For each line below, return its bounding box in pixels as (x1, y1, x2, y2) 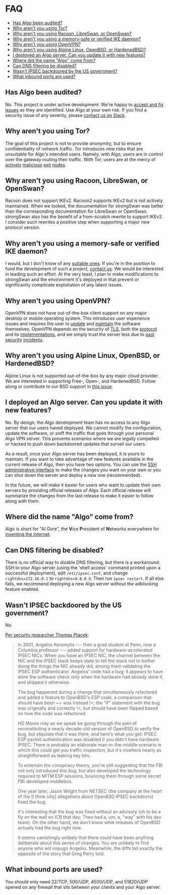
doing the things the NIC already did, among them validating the (17, 663, 151, 669)
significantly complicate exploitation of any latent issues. (5, 282, 123, 288)
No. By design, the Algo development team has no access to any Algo (5, 419, 150, 425)
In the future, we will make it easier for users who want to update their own (5, 482, 161, 488)
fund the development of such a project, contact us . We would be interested (5, 266, 164, 272)
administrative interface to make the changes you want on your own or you (5, 467, 161, 473)
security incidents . (5, 337, 44, 342)
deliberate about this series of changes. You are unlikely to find (17, 840, 149, 846)
